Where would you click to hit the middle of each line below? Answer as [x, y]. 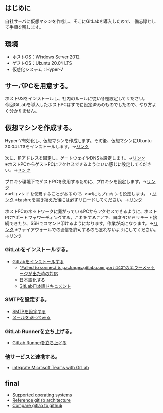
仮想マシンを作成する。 [40, 128]
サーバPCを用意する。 [38, 86]
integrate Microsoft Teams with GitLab [51, 368]
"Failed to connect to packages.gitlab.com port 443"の [75, 267]
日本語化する [32, 280]
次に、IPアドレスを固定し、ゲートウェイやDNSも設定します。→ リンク [75, 158]
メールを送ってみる [31, 317]
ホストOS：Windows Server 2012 [46, 57]
